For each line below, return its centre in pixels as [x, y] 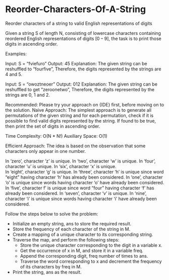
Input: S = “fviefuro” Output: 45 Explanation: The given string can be [76, 63]
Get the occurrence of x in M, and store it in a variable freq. [82, 250]
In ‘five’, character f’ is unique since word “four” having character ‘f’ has [80, 188]
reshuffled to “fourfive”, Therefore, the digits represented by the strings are [83, 69]
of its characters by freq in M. [51, 266]
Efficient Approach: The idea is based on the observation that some [75, 146]
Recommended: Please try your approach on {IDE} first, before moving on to [85, 104]
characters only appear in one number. [46, 151]
